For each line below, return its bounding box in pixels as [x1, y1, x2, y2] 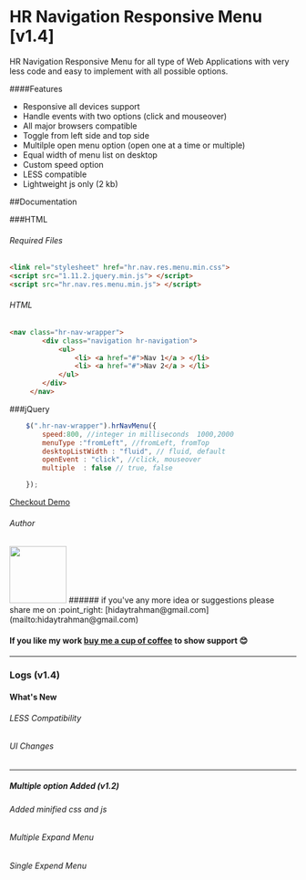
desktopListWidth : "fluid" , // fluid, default [42, 447, 226, 456]
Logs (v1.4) [9, 668, 61, 681]
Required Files [9, 234, 64, 245]
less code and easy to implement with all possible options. [9, 66, 229, 77]
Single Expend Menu [9, 860, 87, 872]
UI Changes [9, 740, 55, 751]
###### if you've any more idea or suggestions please [67, 595, 275, 606]
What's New [9, 691, 57, 703]
